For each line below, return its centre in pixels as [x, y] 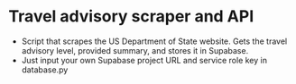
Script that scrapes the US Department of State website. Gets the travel [154, 41]
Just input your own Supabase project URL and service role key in [144, 60]
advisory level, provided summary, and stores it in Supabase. [135, 50]
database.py [45, 70]
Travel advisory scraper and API [131, 17]
